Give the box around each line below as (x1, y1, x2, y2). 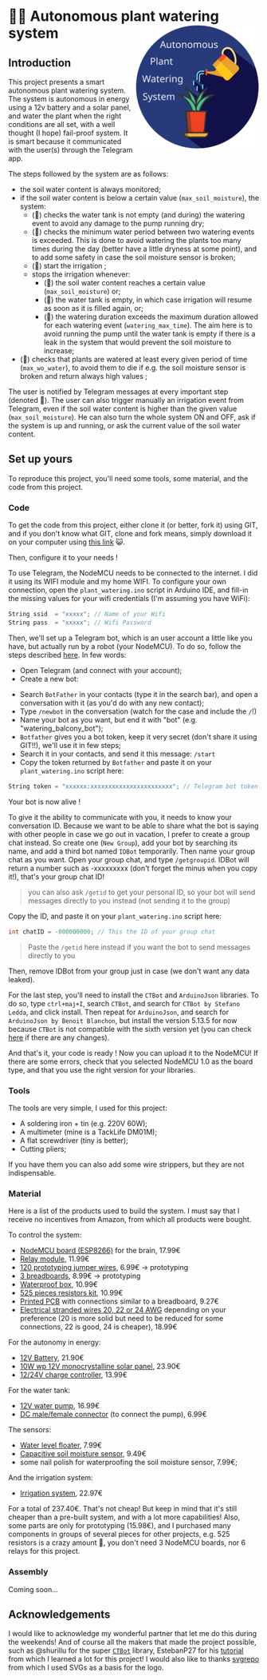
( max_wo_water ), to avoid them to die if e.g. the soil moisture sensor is (19, 363, 246, 372)
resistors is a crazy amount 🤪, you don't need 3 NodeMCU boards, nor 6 (8, 1538, 245, 1547)
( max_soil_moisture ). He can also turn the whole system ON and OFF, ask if (8, 412, 257, 422)
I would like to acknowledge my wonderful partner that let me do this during (8, 1629, 257, 1638)
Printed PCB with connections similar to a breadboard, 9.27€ (19, 1296, 219, 1306)
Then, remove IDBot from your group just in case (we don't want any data (8, 966, 249, 976)
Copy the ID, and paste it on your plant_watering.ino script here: (8, 911, 222, 921)
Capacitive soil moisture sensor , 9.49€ (19, 1449, 147, 1459)
